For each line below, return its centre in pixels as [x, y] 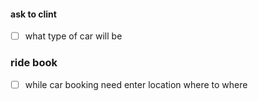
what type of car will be [73, 36]
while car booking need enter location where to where [136, 84]
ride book [34, 63]
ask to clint [33, 14]
